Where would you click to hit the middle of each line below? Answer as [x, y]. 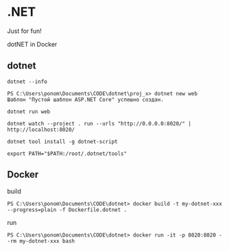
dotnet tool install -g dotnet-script [62, 141]
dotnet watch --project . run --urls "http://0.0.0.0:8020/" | [99, 123]
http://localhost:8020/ [41, 130]
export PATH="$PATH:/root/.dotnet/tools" [67, 154]
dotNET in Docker [32, 44]
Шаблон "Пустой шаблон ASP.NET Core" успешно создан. [86, 99]
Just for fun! [25, 31]
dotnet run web [29, 111]
